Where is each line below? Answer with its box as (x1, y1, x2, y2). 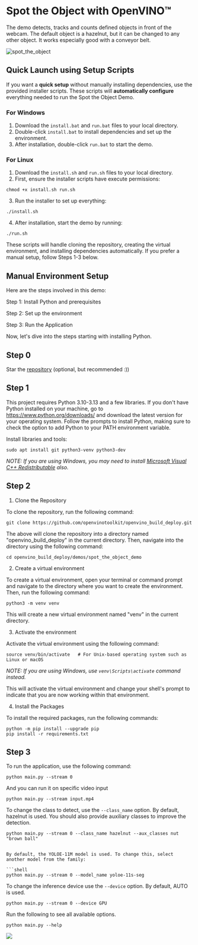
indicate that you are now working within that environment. (6, 691, 150, 699)
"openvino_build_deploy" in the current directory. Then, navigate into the (6, 536, 184, 543)
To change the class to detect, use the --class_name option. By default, (6, 807, 180, 814)
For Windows (6, 108, 46, 116)
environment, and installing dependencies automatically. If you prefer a (6, 248, 180, 255)
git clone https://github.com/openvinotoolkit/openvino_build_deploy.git (6, 520, 193, 526)
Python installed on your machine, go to (6, 405, 104, 412)
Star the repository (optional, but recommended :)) (6, 365, 129, 372)
